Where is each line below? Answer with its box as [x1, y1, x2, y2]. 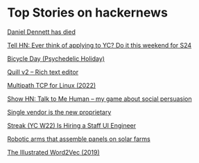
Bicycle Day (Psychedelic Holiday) [7, 54, 105, 63]
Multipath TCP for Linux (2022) [7, 81, 96, 89]
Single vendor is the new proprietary [7, 108, 112, 116]
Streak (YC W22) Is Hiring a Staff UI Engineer [7, 121, 137, 129]
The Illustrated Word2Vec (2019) [7, 148, 101, 156]
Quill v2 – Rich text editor [7, 68, 78, 76]
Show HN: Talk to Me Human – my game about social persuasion [7, 95, 192, 103]
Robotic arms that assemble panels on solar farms [7, 135, 150, 143]
